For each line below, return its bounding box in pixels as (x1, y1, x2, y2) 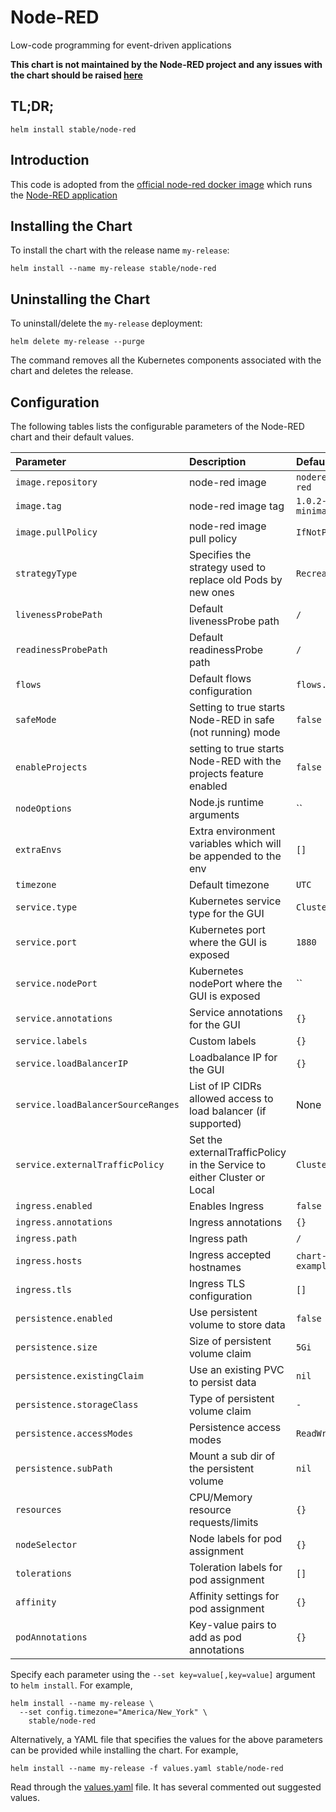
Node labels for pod (188, 1532, 283, 1545)
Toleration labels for (188, 1561, 283, 1574)
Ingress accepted (188, 1248, 272, 1261)
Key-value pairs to (188, 1618, 277, 1631)
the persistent (188, 1462, 255, 1475)
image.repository (15, 477, 98, 488)
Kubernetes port (188, 923, 266, 936)
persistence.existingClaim (15, 1371, 144, 1381)
